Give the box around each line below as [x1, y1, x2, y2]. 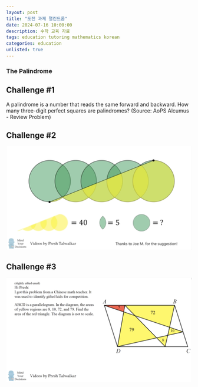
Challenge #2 [6, 130, 57, 140]
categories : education [6, 41, 62, 47]
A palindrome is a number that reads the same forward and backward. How [6, 101, 189, 108]
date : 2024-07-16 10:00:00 [6, 22, 72, 28]
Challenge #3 [6, 262, 57, 272]
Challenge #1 [6, 85, 55, 95]
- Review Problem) [6, 113, 51, 120]
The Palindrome [6, 67, 52, 75]
